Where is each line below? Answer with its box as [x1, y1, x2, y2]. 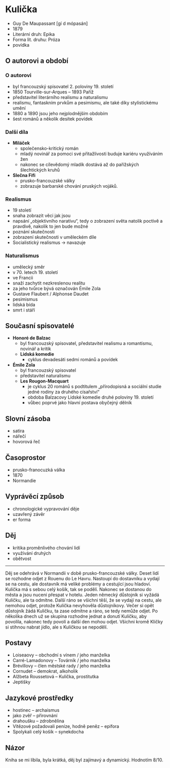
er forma [12, 516, 31, 522]
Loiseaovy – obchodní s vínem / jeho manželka [12, 652, 110, 658]
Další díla [5, 128, 28, 135]
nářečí [12, 433, 26, 439]
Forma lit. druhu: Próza [12, 37, 61, 43]
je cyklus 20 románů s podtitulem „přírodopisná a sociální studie [27, 383, 162, 390]
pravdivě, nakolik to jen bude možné [12, 223, 89, 229]
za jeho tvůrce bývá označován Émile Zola [12, 285, 101, 291]
